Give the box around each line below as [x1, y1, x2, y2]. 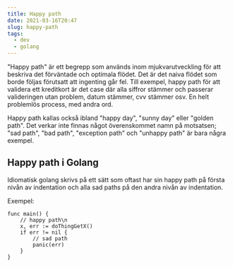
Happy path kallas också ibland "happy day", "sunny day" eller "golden [7, 114, 214, 122]
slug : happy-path [7, 23, 59, 30]
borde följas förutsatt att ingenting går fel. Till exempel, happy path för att [7, 78, 221, 85]
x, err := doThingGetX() [20, 222, 93, 230]
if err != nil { [20, 229, 68, 236]
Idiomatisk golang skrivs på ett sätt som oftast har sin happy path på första [7, 175, 225, 184]
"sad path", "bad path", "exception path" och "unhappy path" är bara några [7, 129, 227, 137]
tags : [7, 30, 23, 37]
